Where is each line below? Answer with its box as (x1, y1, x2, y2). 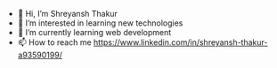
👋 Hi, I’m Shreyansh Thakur (17, 9, 118, 19)
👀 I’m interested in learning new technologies (17, 18, 183, 28)
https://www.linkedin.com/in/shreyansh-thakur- (93, 37, 268, 48)
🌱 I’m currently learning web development (17, 27, 172, 37)
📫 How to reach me (17, 37, 92, 48)
